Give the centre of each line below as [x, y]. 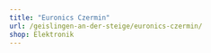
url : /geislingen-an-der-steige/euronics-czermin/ [106, 26]
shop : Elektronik [42, 34]
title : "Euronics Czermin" [60, 18]
